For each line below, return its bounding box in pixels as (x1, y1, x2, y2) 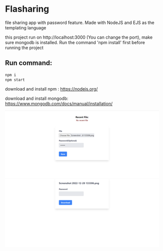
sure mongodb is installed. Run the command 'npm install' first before (5, 39, 145, 45)
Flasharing (5, 3, 49, 15)
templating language (5, 24, 46, 30)
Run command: (5, 59, 52, 67)
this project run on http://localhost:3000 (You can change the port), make (5, 34, 153, 40)
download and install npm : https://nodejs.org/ (5, 86, 98, 91)
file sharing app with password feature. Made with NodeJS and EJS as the (5, 20, 155, 25)
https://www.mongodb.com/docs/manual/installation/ (5, 100, 113, 106)
